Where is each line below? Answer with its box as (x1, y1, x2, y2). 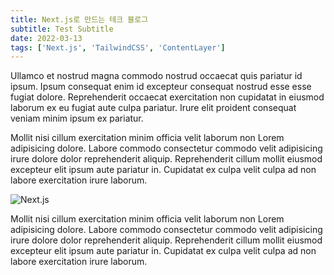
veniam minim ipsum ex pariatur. (10, 112, 144, 125)
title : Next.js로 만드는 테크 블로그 (10, 14, 149, 25)
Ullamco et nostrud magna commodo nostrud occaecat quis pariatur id (10, 70, 303, 82)
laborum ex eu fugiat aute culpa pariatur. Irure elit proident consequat (10, 102, 297, 114)
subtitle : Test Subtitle (10, 24, 114, 34)
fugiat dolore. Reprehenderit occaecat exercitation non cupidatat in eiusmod (10, 91, 325, 103)
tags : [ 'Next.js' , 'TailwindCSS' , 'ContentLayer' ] (10, 42, 226, 53)
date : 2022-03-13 (10, 33, 83, 43)
